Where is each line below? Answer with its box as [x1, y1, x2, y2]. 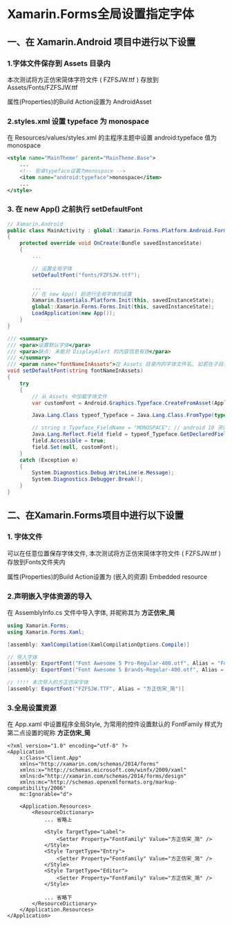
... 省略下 [43, 894, 72, 901]
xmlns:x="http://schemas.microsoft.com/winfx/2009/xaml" [19, 767, 187, 774]
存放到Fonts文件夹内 [7, 557, 66, 566]
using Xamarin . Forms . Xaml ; [7, 629, 85, 636]
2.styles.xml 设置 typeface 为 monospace [7, 116, 150, 126]
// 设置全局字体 [32, 265, 72, 272]
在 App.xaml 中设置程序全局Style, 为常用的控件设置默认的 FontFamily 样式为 [7, 720, 223, 728]
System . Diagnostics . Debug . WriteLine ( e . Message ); [32, 470, 175, 476]
